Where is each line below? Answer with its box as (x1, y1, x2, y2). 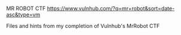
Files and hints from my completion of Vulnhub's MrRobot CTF (6, 23, 160, 29)
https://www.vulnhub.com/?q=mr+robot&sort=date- (47, 5, 175, 12)
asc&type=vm (6, 11, 41, 18)
